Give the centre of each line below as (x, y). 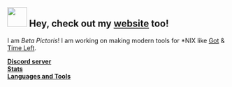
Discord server (29, 61)
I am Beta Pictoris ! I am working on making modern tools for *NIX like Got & (116, 40)
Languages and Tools (39, 76)
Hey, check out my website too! (99, 24)
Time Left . (22, 48)
